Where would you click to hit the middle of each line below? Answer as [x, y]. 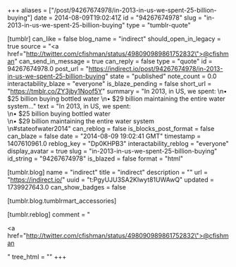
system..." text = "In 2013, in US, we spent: [69, 106]
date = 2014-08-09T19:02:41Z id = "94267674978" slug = [118, 18]
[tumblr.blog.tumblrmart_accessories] [62, 201]
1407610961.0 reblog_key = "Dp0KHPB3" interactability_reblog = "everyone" [118, 143]
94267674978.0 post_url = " [48, 69]
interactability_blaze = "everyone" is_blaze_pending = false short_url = [110, 83]
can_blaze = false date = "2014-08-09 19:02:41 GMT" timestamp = [104, 136]
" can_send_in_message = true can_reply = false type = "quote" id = [113, 61]
